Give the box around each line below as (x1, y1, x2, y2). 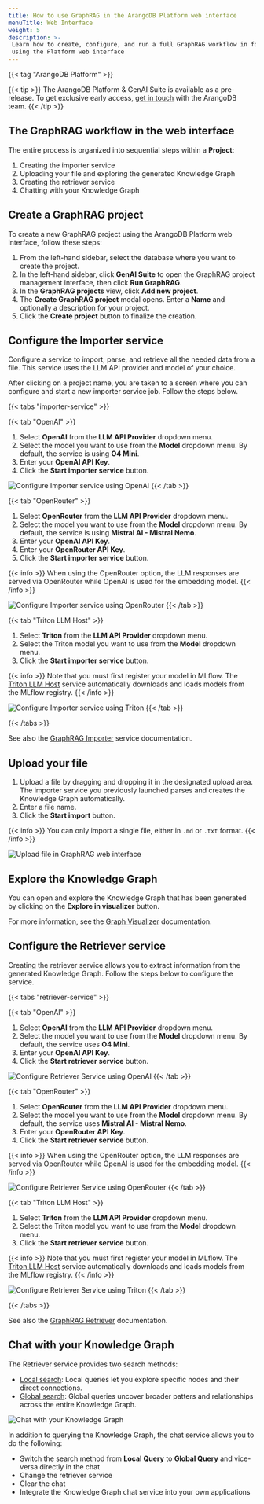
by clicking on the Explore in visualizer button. (8, 902, 159, 911)
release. (8, 94, 35, 102)
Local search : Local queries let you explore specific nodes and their (19, 1374, 240, 1384)
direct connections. (19, 1383, 82, 1392)
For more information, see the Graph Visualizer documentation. (8, 917, 212, 926)
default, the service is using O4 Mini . (19, 449, 140, 458)
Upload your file (8, 756, 88, 770)
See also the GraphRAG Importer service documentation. (8, 734, 192, 743)
